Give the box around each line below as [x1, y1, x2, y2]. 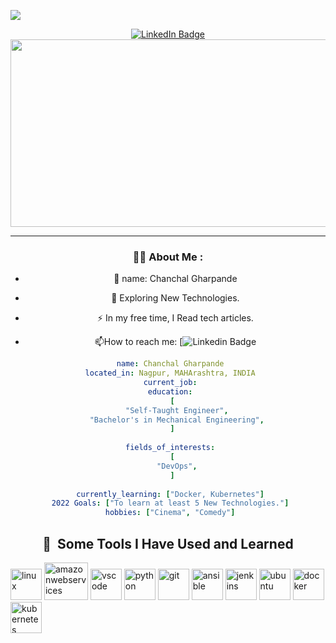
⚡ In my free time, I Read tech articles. [96, 312, 254, 324]
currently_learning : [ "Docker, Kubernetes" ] [76, 489, 265, 499]
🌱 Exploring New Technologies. [111, 292, 240, 304]
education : [147, 386, 193, 397]
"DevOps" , [156, 461, 198, 471]
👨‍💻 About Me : [132, 250, 204, 264]
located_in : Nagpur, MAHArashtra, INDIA [84, 368, 256, 379]
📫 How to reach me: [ [94, 336, 183, 348]
